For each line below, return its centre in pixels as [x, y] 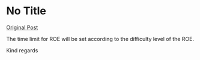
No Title [26, 11]
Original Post [22, 27]
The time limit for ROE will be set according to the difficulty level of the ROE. [100, 39]
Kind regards [22, 50]
